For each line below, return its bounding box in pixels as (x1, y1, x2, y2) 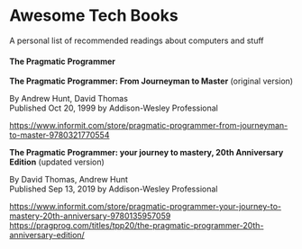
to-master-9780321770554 (9, 129, 110, 140)
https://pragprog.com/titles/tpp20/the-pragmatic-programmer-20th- (9, 220, 264, 231)
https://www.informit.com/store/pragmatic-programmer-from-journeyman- (9, 120, 288, 131)
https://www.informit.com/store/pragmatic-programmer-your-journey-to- (9, 201, 282, 212)
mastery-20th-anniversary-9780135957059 (9, 210, 171, 221)
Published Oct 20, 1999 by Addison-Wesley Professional (9, 102, 218, 113)
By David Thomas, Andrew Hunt (9, 174, 129, 185)
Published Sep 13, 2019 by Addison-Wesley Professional (9, 183, 218, 194)
